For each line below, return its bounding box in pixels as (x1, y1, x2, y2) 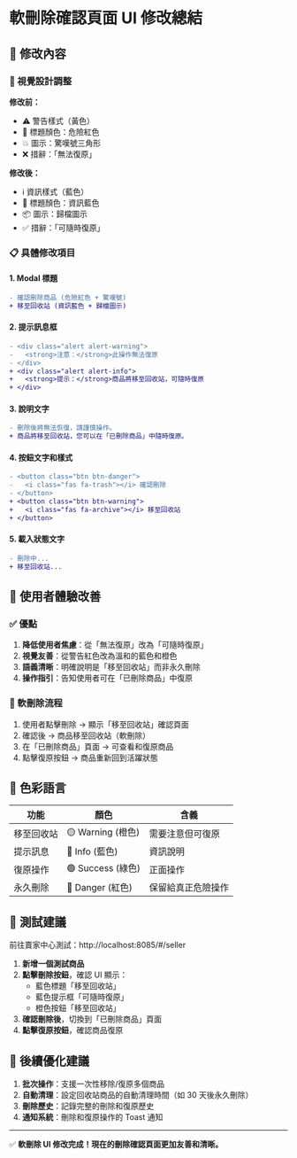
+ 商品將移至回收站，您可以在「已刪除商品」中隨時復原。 (9, 431, 188, 441)
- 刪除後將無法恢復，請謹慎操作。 (9, 424, 117, 432)
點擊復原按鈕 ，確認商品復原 (21, 1025, 124, 1036)
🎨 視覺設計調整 (9, 74, 72, 87)
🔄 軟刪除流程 (9, 697, 64, 710)
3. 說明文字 (9, 403, 50, 414)
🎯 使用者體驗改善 (9, 588, 102, 603)
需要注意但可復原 (148, 828, 221, 840)
